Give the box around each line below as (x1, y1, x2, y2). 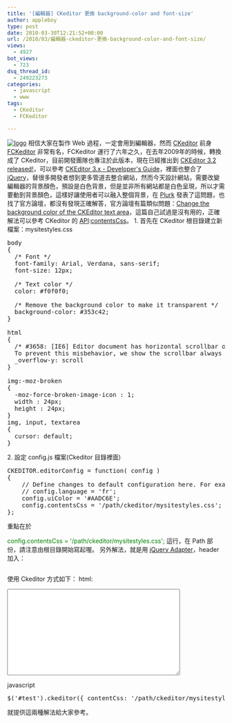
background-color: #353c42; (14, 308, 110, 316)
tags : (7, 100, 23, 107)
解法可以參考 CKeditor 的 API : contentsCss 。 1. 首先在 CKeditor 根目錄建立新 (7, 216, 223, 224)
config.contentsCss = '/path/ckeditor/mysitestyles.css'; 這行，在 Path (7, 537, 206, 545)
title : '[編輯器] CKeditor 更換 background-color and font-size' (7, 10, 194, 17)
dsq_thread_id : (7, 68, 51, 75)
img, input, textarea (7, 418, 81, 426)
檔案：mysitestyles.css (7, 225, 73, 233)
